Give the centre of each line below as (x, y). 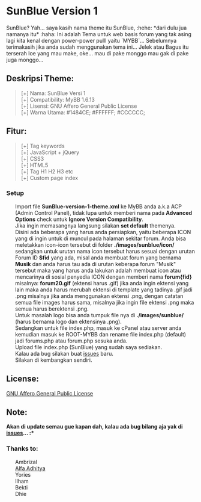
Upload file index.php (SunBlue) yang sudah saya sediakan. (88, 347)
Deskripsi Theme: (40, 79)
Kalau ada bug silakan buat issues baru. (64, 353)
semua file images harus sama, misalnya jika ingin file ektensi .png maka (104, 302)
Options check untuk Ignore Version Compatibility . (79, 219)
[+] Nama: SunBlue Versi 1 (53, 93)
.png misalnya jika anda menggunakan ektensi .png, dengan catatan (99, 296)
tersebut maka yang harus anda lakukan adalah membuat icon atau (98, 270)
